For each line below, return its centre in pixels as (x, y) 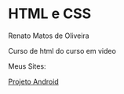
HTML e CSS (50, 14)
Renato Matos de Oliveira (49, 36)
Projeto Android (33, 81)
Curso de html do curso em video (62, 51)
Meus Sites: (27, 66)
